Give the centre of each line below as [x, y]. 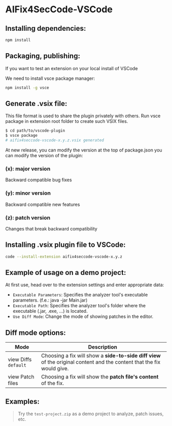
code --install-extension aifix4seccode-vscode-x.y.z [64, 257]
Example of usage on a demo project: [66, 272]
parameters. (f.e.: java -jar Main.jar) [50, 300]
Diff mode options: [36, 333]
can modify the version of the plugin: [44, 155]
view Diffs [20, 359]
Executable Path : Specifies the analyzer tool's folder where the [79, 306]
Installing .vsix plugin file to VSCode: [66, 245]
